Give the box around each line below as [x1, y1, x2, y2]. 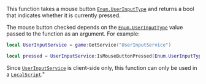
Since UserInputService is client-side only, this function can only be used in [6, 64, 197, 71]
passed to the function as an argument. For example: [6, 30, 140, 37]
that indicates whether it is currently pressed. [6, 12, 121, 19]
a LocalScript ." [6, 71, 45, 78]
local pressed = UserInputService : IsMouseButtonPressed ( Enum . [6, 53, 169, 59]
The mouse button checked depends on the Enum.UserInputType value [6, 24, 183, 31]
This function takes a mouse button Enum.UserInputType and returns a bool [6, 6, 194, 12]
